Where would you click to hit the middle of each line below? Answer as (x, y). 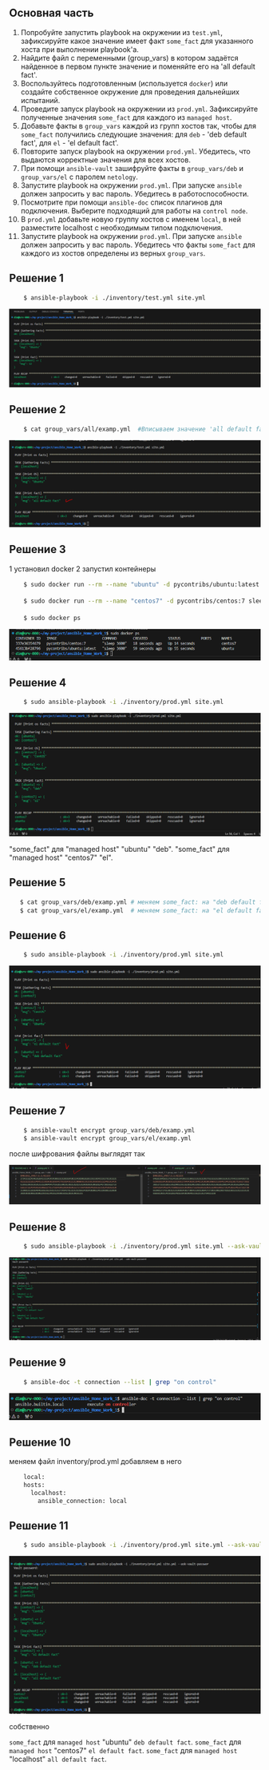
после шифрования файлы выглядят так (77, 1154)
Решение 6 (38, 935)
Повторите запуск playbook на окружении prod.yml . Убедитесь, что (135, 151)
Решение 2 (38, 410)
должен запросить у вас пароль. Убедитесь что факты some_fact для (138, 245)
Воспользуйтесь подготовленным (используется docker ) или (124, 83)
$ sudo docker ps (52, 619)
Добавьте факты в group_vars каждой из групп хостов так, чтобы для (138, 125)
